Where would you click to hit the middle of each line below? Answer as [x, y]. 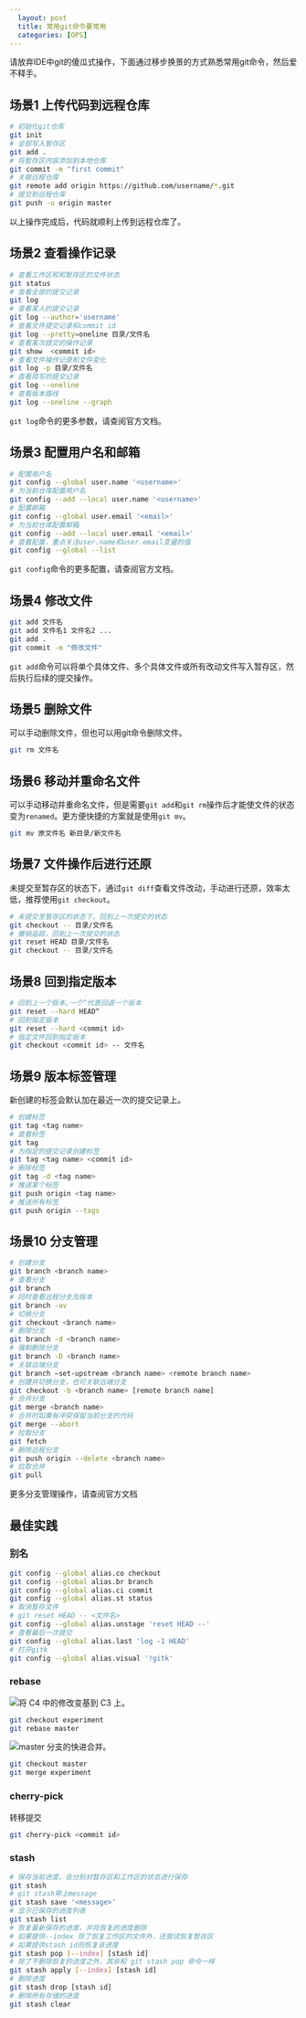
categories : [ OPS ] [53, 35]
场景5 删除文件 [51, 709]
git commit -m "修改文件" [56, 648]
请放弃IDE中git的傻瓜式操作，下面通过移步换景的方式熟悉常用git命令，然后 [149, 62]
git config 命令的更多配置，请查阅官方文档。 [94, 569]
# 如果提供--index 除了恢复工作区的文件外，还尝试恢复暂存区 [111, 1936]
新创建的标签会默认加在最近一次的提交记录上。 [97, 1100]
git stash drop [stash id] [61, 1988]
